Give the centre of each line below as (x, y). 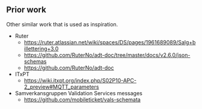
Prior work (26, 10)
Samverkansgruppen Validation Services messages (78, 93)
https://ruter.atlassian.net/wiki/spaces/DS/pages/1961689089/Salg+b (110, 42)
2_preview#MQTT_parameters (61, 87)
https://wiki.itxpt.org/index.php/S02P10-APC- (80, 80)
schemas (35, 61)
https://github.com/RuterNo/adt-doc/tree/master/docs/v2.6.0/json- (107, 55)
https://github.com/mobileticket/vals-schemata (82, 99)
